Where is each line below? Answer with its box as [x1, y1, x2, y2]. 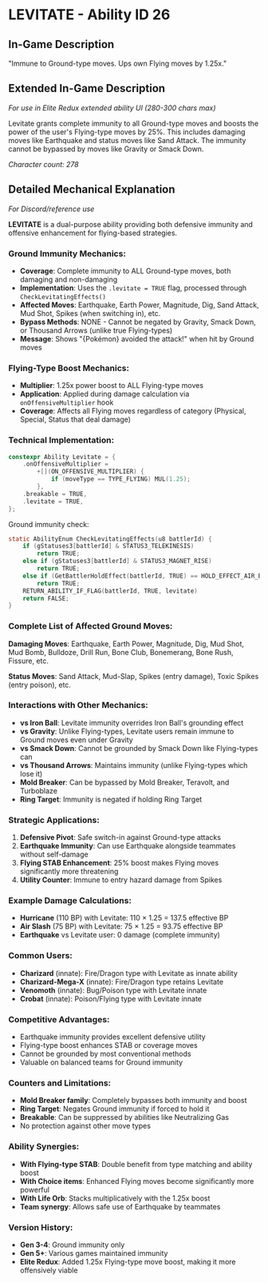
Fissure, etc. [8, 656, 49, 665]
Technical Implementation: [8, 434, 114, 446]
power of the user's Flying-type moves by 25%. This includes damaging [8, 126, 246, 137]
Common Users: [8, 950, 73, 961]
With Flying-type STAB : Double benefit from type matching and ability [19, 1159, 253, 1169]
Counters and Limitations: [8, 1077, 112, 1089]
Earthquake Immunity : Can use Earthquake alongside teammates [19, 841, 236, 851]
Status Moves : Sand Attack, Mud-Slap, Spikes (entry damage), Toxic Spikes [8, 671, 259, 681]
